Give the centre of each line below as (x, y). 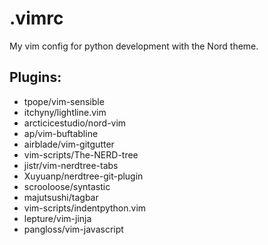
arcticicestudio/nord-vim (75, 123)
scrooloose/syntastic (67, 186)
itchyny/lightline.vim (65, 112)
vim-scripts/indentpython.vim (85, 208)
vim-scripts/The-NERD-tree (81, 154)
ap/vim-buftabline (61, 133)
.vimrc (36, 18)
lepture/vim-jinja (57, 218)
